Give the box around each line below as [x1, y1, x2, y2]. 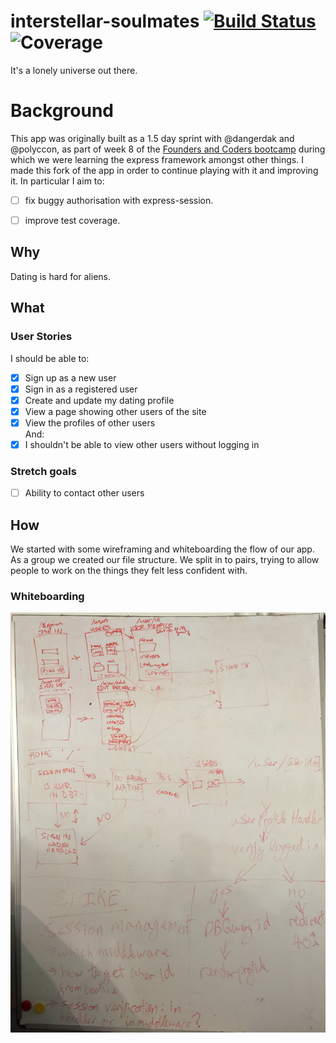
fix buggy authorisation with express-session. [24, 194, 214, 206]
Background [10, 100, 114, 122]
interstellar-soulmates [10, 10, 200, 33]
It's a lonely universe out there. [10, 64, 138, 76]
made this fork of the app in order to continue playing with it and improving [10, 164, 319, 176]
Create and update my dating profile [24, 394, 175, 406]
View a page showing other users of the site [24, 405, 207, 417]
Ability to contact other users [24, 487, 145, 499]
